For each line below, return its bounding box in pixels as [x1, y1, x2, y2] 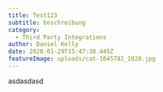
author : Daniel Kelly [8, 41, 79, 48]
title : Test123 [8, 11, 58, 19]
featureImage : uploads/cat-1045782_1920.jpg [8, 55, 156, 63]
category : [8, 26, 41, 34]
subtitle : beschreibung [8, 19, 86, 27]
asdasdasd [8, 76, 44, 86]
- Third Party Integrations [15, 33, 107, 41]
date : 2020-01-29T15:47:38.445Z [8, 48, 114, 55]
